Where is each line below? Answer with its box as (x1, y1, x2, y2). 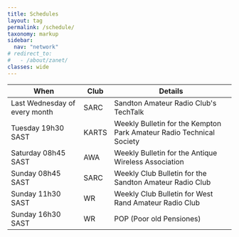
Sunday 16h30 (11, 209, 61, 219)
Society (114, 136, 140, 146)
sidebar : (7, 37, 33, 44)
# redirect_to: (7, 51, 53, 58)
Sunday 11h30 (11, 189, 61, 199)
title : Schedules (7, 10, 59, 18)
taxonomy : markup (7, 30, 59, 38)
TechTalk (114, 107, 144, 117)
